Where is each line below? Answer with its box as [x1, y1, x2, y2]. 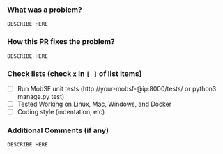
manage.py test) [17, 92, 65, 100]
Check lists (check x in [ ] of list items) [7, 68, 142, 78]
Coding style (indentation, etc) [17, 108, 105, 116]
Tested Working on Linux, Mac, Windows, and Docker [17, 100, 172, 108]
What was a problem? [7, 5, 82, 15]
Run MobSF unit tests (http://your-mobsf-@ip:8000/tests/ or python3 [17, 84, 217, 93]
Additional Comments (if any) [7, 125, 109, 135]
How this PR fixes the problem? [7, 37, 115, 47]
